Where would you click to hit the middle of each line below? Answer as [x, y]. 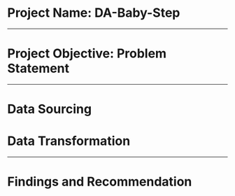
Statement [38, 69]
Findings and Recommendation [100, 182]
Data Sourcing [50, 109]
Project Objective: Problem [87, 54]
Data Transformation [69, 141]
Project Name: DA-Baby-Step [94, 13]
